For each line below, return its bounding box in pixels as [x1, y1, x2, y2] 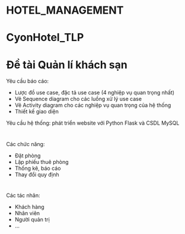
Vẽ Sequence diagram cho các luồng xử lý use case [14, 96, 142, 103]
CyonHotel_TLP [6, 31, 84, 45]
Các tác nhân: [6, 191, 40, 199]
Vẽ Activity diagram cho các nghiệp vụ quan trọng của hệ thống [14, 102, 171, 109]
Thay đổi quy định [14, 170, 59, 178]
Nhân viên [14, 209, 40, 217]
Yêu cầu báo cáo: [6, 78, 49, 85]
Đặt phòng [14, 152, 41, 159]
